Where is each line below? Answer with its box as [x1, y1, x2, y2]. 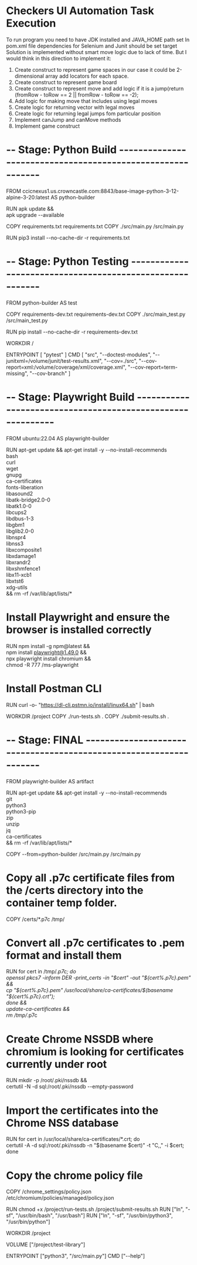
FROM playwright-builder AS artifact [6, 777, 94, 785]
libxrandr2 [6, 559, 31, 566]
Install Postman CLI [6, 682, 102, 695]
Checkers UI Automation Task [6, 4, 154, 18]
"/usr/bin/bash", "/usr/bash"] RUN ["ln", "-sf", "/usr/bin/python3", [15, 1212, 173, 1219]
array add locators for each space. [45, 72, 129, 79]
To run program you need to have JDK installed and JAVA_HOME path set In [6, 36, 189, 43]
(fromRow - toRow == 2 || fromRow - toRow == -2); [14, 91, 139, 98]
